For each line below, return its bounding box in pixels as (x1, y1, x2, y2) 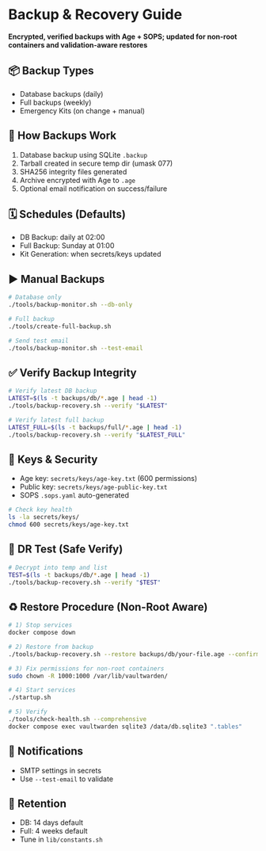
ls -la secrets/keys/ (8, 513, 80, 521)
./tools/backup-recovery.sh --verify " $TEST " (8, 578, 161, 586)
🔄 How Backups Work (8, 129, 117, 143)
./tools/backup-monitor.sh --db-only (8, 301, 133, 309)
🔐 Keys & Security (8, 452, 98, 466)
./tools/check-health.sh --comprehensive (8, 716, 147, 723)
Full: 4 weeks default (19, 826, 89, 836)
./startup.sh (8, 693, 51, 702)
